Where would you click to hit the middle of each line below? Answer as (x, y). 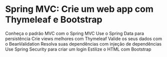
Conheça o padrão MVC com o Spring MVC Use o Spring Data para (74, 33)
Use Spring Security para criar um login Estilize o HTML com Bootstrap (78, 49)
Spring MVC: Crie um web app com (79, 9)
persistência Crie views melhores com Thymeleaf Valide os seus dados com (84, 39)
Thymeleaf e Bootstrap (54, 20)
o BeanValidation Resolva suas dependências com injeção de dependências (83, 44)
